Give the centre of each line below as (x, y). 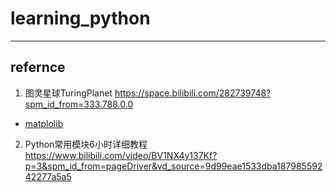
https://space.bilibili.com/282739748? (193, 93)
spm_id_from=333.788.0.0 (79, 104)
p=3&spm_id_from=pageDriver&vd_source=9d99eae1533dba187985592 (173, 166)
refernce (38, 67)
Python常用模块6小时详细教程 (86, 144)
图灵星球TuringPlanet (68, 93)
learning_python (80, 18)
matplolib (44, 123)
